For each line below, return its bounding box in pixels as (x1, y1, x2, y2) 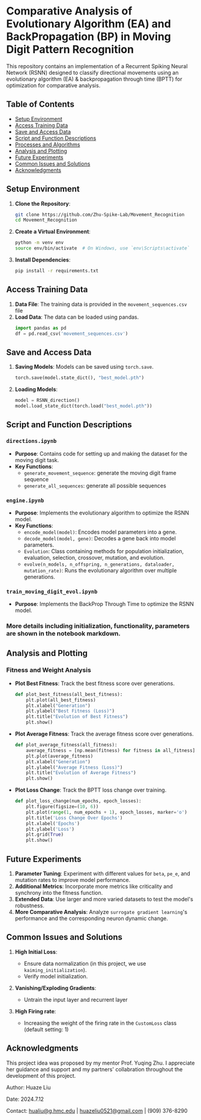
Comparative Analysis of (6, 4, 133, 18)
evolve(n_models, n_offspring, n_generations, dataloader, (23, 562, 175, 568)
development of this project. (6, 1072, 76, 1079)
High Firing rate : (14, 1007, 56, 1015)
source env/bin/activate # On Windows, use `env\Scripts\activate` (14, 245, 190, 251)
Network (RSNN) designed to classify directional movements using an (6, 69, 179, 76)
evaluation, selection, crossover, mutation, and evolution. (23, 554, 165, 561)
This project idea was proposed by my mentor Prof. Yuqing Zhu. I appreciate (6, 1059, 195, 1066)
